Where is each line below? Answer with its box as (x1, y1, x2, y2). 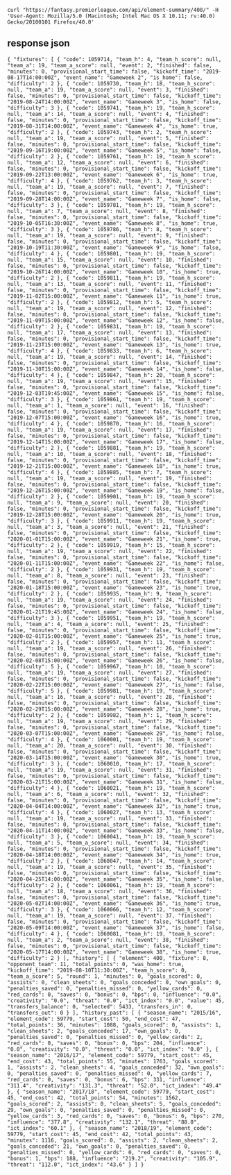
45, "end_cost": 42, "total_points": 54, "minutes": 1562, (7, 1094, 182, 1101)
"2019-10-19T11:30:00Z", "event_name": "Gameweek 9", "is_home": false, (7, 244, 222, 251)
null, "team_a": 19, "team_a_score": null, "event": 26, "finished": (7, 645, 213, 652)
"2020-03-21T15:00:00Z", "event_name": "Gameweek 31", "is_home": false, (7, 778, 225, 786)
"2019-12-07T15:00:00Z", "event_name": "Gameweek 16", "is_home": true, (7, 414, 222, 421)
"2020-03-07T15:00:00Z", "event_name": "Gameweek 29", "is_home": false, (7, 729, 225, 737)
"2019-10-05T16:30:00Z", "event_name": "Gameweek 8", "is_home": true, (7, 219, 219, 227)
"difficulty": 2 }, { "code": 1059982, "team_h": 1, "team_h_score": (7, 711, 213, 718)
